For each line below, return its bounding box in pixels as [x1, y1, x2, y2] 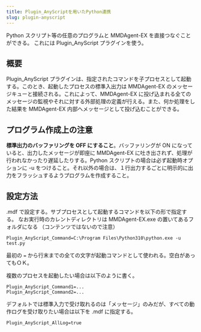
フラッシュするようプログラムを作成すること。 [16, 172, 133, 179]
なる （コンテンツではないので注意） [26, 223, 118, 230]
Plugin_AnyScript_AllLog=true [6, 319, 82, 326]
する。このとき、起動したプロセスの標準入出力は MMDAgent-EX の [6, 83, 172, 90]
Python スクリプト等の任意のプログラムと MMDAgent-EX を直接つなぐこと [6, 31, 191, 39]
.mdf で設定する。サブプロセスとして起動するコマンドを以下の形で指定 [6, 208, 182, 215]
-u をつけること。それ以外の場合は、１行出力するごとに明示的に [28, 164, 188, 172]
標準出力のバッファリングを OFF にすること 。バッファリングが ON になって [6, 142, 193, 149]
